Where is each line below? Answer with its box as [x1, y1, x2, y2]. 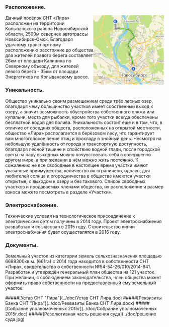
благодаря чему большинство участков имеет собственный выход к [5, 103, 153, 109]
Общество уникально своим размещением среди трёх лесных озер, [5, 98, 153, 104]
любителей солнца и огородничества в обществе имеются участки [5, 173, 151, 179]
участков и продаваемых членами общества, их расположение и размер [5, 183, 163, 189]
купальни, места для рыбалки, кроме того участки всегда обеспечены [5, 114, 158, 120]
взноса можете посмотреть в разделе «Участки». [5, 189, 113, 195]
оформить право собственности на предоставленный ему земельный [5, 280, 156, 286]
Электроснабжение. [5, 202, 59, 209]
